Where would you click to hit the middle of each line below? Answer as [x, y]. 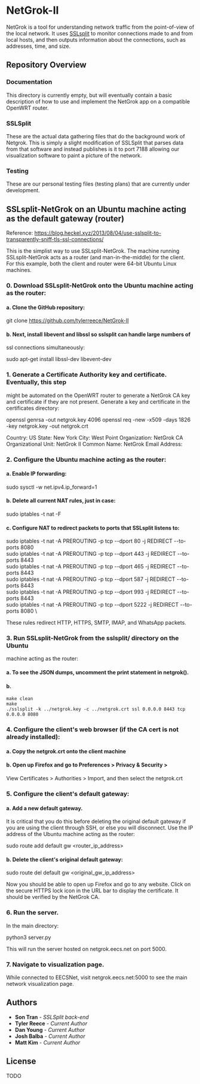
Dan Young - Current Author [50, 1030]
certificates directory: [33, 408]
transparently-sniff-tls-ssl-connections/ [55, 240]
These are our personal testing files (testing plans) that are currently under [98, 184]
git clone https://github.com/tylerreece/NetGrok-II [68, 320]
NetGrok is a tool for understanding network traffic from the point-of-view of [100, 27]
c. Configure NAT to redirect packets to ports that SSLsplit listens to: [93, 528]
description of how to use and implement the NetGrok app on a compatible [98, 101]
